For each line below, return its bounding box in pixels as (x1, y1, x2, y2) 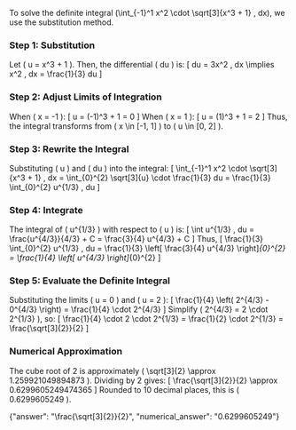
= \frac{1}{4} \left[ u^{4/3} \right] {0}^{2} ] (9, 252, 161, 263)
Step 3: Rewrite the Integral (9, 142, 129, 155)
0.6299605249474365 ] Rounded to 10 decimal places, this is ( (9, 384, 239, 394)
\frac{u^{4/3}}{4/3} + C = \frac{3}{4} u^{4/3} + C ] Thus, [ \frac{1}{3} (9, 234, 264, 244)
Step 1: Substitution (9, 39, 96, 52)
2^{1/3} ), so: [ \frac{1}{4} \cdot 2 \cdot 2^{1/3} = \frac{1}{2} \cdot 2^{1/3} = (9, 314, 284, 324)
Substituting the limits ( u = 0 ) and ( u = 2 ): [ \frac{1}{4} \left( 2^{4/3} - (9, 295, 269, 306)
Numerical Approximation (9, 346, 122, 358)
